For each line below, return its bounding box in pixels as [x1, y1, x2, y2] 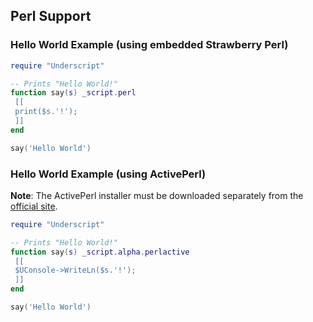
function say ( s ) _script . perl [10, 88, 137, 98]
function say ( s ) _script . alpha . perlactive [10, 247, 190, 257]
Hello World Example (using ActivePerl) [10, 167, 207, 181]
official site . [10, 200, 58, 212]
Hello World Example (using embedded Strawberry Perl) [10, 38, 289, 52]
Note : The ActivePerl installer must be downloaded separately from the [10, 189, 304, 201]
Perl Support [10, 8, 92, 25]
